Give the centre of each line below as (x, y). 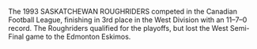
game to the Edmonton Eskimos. (78, 36)
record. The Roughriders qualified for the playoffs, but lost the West (118, 28)
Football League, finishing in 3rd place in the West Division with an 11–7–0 (128, 20)
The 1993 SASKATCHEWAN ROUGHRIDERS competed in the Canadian (123, 11)
